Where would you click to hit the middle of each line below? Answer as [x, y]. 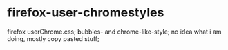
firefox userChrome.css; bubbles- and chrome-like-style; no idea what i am [115, 32]
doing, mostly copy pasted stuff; [53, 38]
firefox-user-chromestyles [86, 13]
